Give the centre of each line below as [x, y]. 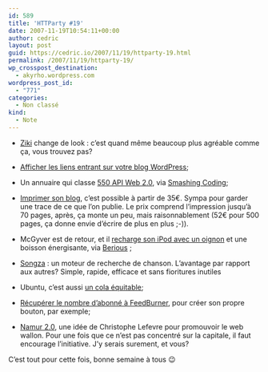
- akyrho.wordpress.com [55, 75]
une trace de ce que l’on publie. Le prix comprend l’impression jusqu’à [136, 206]
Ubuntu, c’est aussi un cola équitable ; [82, 287]
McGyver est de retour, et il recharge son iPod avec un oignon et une [134, 239]
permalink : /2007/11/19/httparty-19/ [71, 61]
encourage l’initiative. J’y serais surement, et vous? [104, 344]
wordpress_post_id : [41, 83]
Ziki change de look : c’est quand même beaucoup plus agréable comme [140, 143]
